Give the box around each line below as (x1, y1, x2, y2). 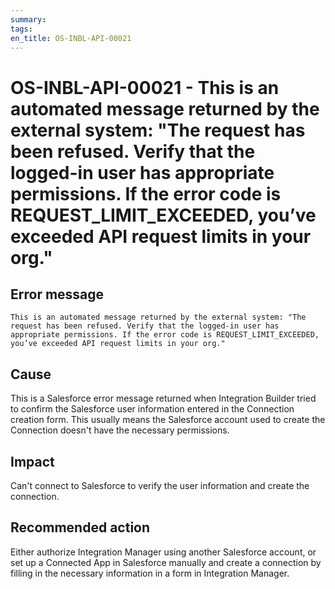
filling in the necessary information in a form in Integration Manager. (10, 567, 290, 579)
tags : (10, 24, 33, 34)
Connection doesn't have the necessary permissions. (10, 424, 230, 436)
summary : (10, 14, 47, 25)
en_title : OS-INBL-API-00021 (10, 33, 132, 43)
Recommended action (10, 519, 151, 536)
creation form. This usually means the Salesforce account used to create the (10, 414, 326, 426)
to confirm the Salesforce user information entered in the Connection (10, 403, 295, 415)
